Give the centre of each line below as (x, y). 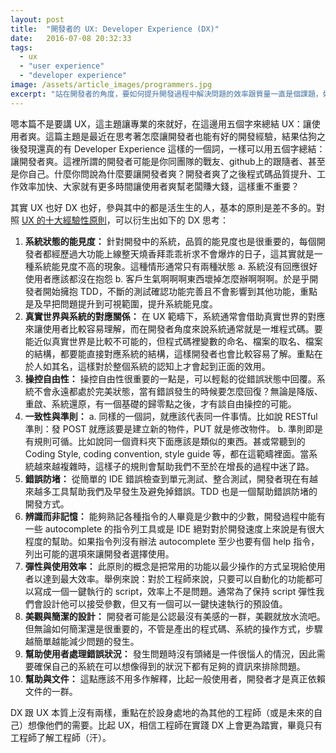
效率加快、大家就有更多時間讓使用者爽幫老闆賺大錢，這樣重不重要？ (159, 186)
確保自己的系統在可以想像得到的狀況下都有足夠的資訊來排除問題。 (169, 666)
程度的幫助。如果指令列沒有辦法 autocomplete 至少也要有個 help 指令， (172, 541)
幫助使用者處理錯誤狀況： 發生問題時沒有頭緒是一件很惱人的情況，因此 (170, 653)
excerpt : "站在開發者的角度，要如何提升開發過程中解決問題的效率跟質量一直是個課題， (166, 94)
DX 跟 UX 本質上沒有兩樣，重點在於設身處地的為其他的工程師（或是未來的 (162, 712)
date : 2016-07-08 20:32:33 (71, 38)
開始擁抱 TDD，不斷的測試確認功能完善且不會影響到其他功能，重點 (180, 291)
